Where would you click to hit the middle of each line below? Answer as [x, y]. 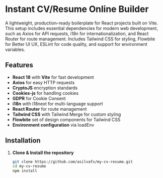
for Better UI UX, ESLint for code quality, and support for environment [76, 44]
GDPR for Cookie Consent [39, 98]
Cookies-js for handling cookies [45, 93]
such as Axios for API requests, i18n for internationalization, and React [77, 33]
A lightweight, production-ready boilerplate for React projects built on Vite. [81, 23]
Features [19, 65]
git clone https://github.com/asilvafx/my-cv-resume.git [73, 162]
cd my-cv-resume [29, 166]
